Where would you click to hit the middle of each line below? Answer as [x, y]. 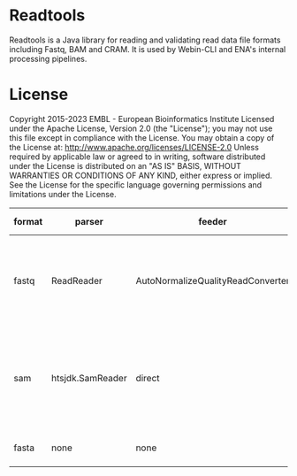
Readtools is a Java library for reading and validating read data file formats [145, 40]
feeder [213, 221]
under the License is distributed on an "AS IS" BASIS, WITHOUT [125, 165]
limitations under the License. [63, 194]
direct [148, 378]
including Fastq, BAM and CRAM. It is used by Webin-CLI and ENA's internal [148, 49]
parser [89, 221]
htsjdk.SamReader [89, 378]
